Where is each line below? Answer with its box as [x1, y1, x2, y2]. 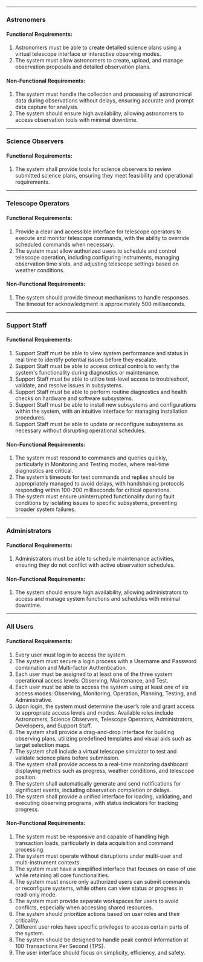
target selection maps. [14, 741, 71, 749]
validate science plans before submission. [14, 754, 120, 761]
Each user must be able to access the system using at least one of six [14, 683, 189, 690]
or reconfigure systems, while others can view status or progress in [14, 884, 183, 892]
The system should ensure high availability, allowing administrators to [14, 589, 188, 596]
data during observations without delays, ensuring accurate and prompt [14, 97, 195, 104]
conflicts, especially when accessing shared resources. [14, 904, 153, 911]
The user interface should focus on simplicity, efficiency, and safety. [14, 949, 185, 956]
